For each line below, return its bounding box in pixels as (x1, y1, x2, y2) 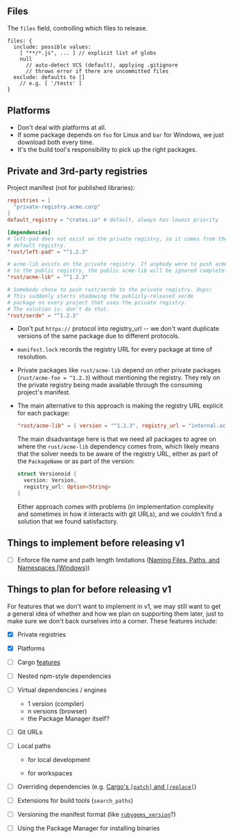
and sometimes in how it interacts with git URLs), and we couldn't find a (17, 510, 223, 518)
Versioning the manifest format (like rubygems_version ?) (17, 811, 176, 819)
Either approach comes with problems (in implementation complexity (17, 502, 214, 510)
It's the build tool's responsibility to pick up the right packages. (17, 145, 198, 153)
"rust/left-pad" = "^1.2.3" (7, 248, 89, 255)
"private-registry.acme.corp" (13, 204, 101, 211)
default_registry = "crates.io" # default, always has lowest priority (7, 216, 218, 224)
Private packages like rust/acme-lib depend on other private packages (17, 366, 221, 374)
